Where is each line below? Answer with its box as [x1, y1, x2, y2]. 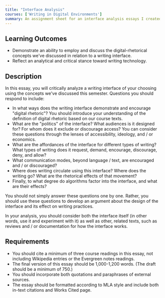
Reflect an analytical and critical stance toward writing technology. [12, 58, 147, 64]
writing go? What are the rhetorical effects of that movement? [12, 173, 137, 179]
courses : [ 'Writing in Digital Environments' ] [5, 12, 102, 17]
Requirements [5, 238, 49, 246]
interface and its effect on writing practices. [5, 203, 94, 209]
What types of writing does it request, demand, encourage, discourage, [12, 147, 157, 153]
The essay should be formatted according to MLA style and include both [12, 282, 159, 288]
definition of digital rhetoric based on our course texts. [12, 116, 123, 121]
